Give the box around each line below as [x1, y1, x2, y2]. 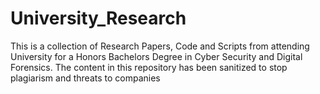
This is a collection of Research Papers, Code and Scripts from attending [10, 40, 310, 52]
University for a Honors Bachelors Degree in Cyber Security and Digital [10, 50, 303, 62]
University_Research [10, 7, 187, 30]
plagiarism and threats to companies [10, 72, 161, 84]
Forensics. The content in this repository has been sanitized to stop [10, 61, 288, 73]
